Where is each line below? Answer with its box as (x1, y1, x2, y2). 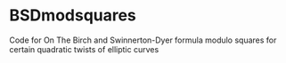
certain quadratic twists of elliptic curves (9, 43, 159, 54)
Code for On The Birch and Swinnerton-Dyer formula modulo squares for (9, 35, 277, 45)
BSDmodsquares (9, 5, 136, 26)
